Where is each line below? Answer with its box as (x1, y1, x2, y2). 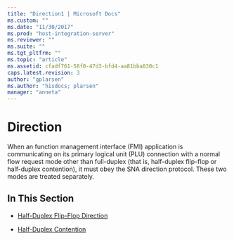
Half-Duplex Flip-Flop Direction (17, 211, 108, 220)
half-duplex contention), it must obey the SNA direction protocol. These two (7, 165, 227, 173)
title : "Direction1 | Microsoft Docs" (7, 10, 121, 18)
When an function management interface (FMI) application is (7, 142, 183, 151)
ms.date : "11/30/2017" (7, 23, 74, 30)
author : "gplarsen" (7, 75, 65, 83)
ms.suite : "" (7, 43, 46, 50)
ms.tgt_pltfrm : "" (7, 50, 61, 57)
